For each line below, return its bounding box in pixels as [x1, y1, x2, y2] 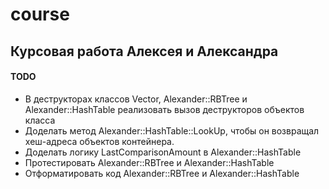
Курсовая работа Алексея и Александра [10, 43, 279, 60]
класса [24, 114, 56, 126]
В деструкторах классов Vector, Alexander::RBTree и [24, 93, 248, 105]
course [10, 3, 70, 26]
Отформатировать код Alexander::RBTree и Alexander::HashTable [24, 167, 300, 179]
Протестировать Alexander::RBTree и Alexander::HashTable [24, 156, 275, 168]
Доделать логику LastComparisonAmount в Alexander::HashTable [24, 146, 302, 158]
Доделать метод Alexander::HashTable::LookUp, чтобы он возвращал [24, 124, 320, 137]
